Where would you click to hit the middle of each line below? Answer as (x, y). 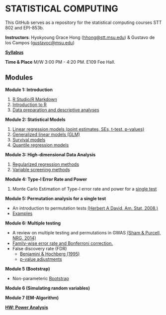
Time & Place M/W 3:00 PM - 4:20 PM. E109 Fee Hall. (60, 62)
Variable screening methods (41, 169)
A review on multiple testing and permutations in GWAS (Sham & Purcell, (86, 232)
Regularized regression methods (46, 164)
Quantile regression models (41, 145)
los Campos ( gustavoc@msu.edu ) (40, 42)
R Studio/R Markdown (35, 99)
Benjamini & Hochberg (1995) (50, 254)
